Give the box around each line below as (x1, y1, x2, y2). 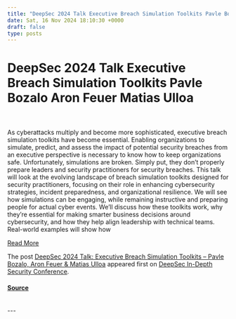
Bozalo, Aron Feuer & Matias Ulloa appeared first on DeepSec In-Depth (7, 260, 213, 268)
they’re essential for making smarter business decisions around (7, 210, 191, 219)
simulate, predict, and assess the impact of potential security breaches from (7, 143, 228, 152)
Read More (7, 239, 39, 247)
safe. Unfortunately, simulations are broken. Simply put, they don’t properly (7, 158, 225, 167)
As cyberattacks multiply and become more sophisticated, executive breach (7, 128, 228, 137)
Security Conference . (7, 268, 70, 276)
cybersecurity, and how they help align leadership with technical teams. (7, 218, 216, 226)
